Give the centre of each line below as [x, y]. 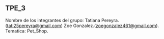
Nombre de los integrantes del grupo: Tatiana [53, 20]
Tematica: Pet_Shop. [27, 31]
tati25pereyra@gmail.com [34, 25]
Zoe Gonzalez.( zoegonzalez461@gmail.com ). [111, 25]
